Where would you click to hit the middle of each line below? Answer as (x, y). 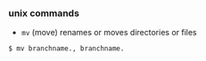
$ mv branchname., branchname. (66, 49)
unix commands (44, 13)
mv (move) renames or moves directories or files (109, 33)
